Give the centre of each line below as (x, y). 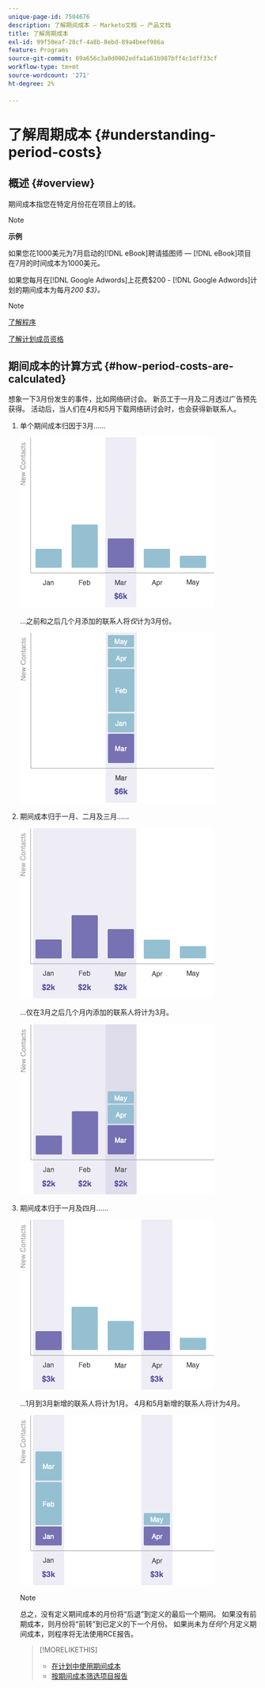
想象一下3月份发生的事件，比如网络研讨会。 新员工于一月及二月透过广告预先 (132, 399)
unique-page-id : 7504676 (49, 17)
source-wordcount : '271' (49, 75)
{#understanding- (155, 134)
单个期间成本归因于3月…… (62, 426)
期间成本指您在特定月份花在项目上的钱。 (74, 204)
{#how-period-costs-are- (169, 366)
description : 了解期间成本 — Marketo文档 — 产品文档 (90, 25)
